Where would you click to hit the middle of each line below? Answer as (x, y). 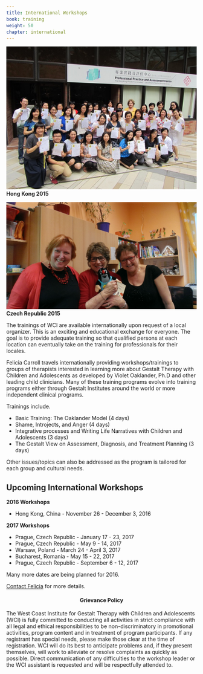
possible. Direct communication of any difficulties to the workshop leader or (101, 658)
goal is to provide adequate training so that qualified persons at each (92, 338)
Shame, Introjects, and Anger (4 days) (62, 425)
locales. (16, 351)
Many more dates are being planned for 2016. (63, 575)
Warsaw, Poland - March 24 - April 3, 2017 (68, 550)
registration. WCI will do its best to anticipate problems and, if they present (99, 646)
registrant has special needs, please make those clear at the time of (91, 639)
